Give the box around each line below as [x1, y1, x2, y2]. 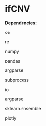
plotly [5, 115, 17, 121]
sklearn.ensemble [5, 105, 41, 111]
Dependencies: [5, 20, 37, 26]
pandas [5, 58, 21, 63]
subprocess [5, 77, 29, 83]
